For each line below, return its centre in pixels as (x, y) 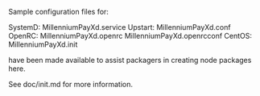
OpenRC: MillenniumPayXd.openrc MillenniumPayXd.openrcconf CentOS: (130, 36)
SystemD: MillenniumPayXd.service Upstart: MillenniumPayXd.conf (120, 27)
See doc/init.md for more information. (70, 84)
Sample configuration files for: (58, 12)
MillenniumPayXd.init (43, 44)
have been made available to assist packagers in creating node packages (130, 60)
